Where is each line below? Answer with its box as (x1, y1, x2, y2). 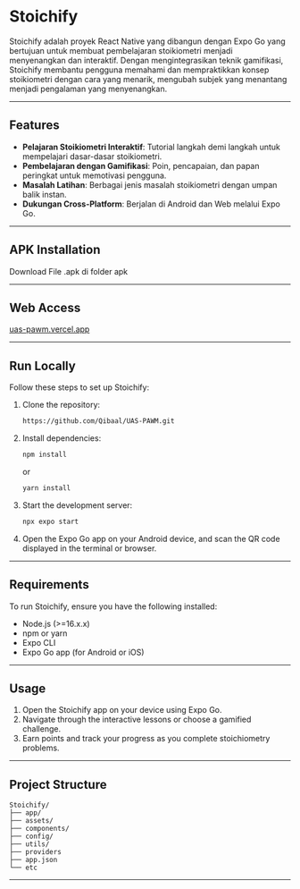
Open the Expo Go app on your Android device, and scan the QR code (21, 533, 280, 544)
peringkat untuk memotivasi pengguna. (21, 170, 167, 181)
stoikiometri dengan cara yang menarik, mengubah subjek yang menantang (9, 73, 287, 84)
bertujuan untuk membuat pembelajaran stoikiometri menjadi (9, 45, 234, 55)
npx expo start (21, 517, 79, 526)
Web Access (9, 300, 81, 315)
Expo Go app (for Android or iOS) (21, 647, 145, 657)
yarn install (21, 483, 71, 493)
